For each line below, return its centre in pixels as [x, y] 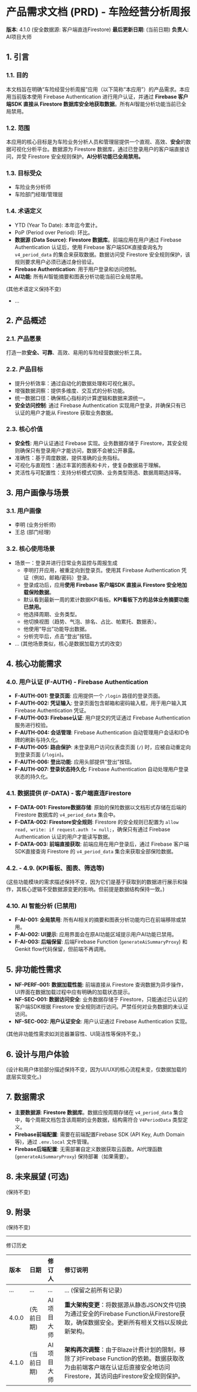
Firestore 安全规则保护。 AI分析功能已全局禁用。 [86, 156]
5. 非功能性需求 [34, 969]
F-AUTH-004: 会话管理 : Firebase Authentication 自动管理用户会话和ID [99, 732]
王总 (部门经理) [33, 532]
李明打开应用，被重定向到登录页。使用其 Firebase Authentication [102, 570]
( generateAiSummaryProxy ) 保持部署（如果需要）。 [73, 1156]
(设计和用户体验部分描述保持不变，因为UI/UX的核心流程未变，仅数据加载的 [96, 1069]
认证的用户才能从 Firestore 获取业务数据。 [65, 412]
